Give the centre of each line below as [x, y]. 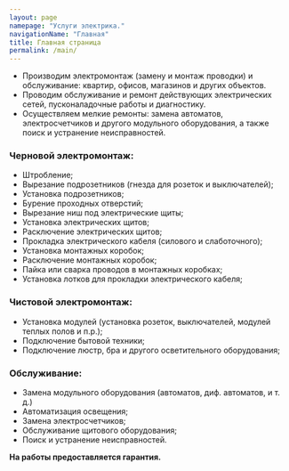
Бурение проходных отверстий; [83, 203]
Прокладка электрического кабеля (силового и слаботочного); [142, 241]
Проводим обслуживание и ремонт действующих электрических [147, 95]
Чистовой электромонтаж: [71, 302]
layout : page [33, 17]
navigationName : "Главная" [59, 34]
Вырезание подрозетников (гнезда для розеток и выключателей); [148, 184]
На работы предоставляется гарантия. [85, 457]
